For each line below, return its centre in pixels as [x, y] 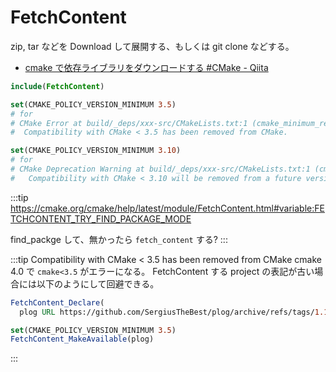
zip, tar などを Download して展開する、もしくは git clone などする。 [152, 46]
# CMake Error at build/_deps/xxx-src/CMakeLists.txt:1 [129, 123]
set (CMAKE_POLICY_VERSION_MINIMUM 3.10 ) [96, 151]
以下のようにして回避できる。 [98, 283]
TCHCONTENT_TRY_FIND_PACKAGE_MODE [101, 218]
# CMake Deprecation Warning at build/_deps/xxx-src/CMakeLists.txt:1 [160, 169]
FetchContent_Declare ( [57, 302]
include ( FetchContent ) [57, 86]
